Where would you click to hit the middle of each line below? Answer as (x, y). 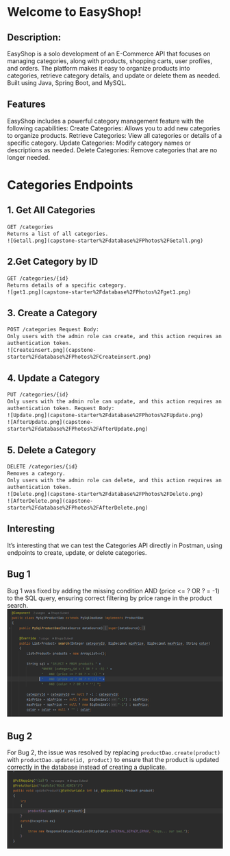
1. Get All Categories (51, 210)
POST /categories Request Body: (53, 330)
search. (18, 605)
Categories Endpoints (70, 185)
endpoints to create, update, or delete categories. (77, 552)
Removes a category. (37, 474)
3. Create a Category (52, 313)
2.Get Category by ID (53, 262)
